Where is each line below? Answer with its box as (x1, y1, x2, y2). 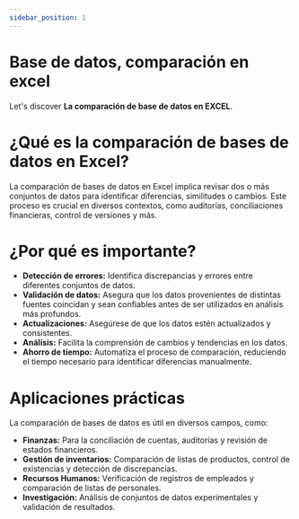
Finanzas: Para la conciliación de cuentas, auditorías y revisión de (22, 435, 268, 445)
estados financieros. (22, 444, 99, 455)
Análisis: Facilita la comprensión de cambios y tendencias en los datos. (22, 338, 288, 348)
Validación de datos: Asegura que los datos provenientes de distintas (22, 289, 281, 301)
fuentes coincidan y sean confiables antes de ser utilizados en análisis (22, 299, 284, 310)
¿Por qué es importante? (9, 241, 197, 261)
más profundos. (22, 309, 82, 320)
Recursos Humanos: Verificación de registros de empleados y (22, 473, 254, 484)
